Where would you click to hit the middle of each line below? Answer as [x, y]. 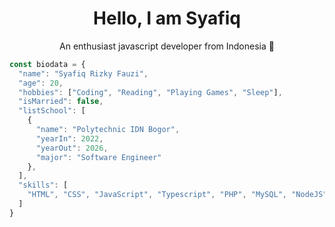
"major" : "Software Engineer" [98, 157]
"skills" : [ [43, 185]
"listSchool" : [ [52, 111]
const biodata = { [47, 64]
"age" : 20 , [41, 83]
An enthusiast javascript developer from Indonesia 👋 [167, 46]
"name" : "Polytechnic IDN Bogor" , [108, 130]
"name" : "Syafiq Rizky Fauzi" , [83, 73]
